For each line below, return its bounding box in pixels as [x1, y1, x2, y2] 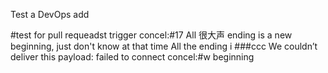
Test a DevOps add [10, 9, 90, 20]
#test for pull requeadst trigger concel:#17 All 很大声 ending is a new [10, 29, 293, 41]
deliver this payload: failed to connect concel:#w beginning [10, 51, 255, 63]
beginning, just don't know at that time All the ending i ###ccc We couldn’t [10, 40, 318, 52]
